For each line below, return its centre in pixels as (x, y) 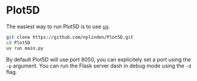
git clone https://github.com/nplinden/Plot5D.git (70, 37)
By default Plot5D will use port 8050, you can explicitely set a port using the (98, 59)
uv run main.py (25, 48)
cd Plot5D (18, 43)
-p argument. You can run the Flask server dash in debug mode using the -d (98, 66)
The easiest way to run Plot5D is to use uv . (58, 26)
